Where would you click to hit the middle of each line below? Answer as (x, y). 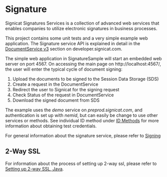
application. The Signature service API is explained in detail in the (73, 43)
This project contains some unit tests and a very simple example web (76, 38)
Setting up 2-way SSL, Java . (35, 168)
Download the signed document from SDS (56, 100)
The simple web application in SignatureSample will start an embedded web (83, 58)
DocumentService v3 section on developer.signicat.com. (64, 49)
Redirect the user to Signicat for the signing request (66, 89)
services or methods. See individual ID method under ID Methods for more (82, 120)
